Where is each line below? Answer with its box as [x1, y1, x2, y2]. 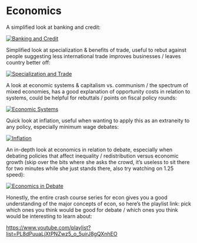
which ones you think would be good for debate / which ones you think [6, 206, 178, 213]
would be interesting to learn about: [6, 212, 92, 219]
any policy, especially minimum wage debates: [6, 123, 119, 130]
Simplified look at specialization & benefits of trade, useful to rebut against [6, 46, 187, 54]
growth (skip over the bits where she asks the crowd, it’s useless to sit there [6, 158, 190, 165]
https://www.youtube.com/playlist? [6, 224, 91, 231]
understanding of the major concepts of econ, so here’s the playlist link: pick [6, 200, 192, 207]
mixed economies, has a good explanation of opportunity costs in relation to [6, 88, 191, 95]
